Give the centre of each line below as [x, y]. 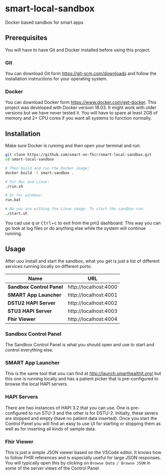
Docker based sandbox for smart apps [44, 22]
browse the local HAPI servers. [37, 384]
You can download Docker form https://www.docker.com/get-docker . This [81, 103]
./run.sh [14, 186]
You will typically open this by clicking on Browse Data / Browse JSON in [78, 463]
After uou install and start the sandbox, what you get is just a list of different [83, 261]
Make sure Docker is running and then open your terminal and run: [73, 146]
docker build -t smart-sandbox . [40, 173]
